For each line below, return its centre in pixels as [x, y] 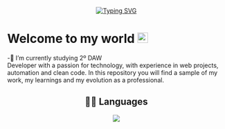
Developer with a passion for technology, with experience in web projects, [113, 65]
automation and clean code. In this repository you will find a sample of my [112, 72]
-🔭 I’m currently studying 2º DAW [55, 58]
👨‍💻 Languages [116, 102]
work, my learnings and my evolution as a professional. [86, 80]
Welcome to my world [71, 39]
